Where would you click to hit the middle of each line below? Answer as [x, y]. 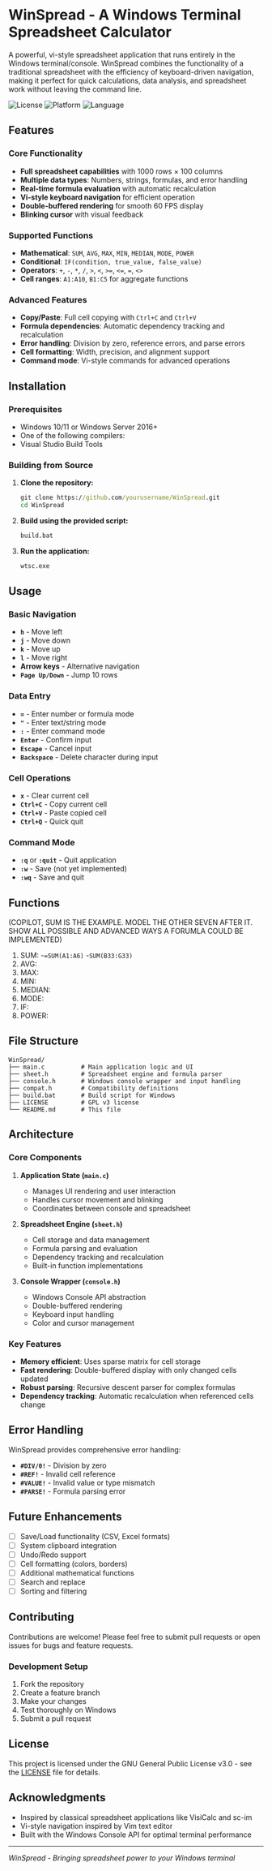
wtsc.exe [35, 566]
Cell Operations [40, 778]
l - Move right [43, 658]
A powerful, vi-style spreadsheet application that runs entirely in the [122, 54]
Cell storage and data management [91, 1240]
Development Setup [48, 1667]
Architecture [41, 1135]
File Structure [43, 1041]
